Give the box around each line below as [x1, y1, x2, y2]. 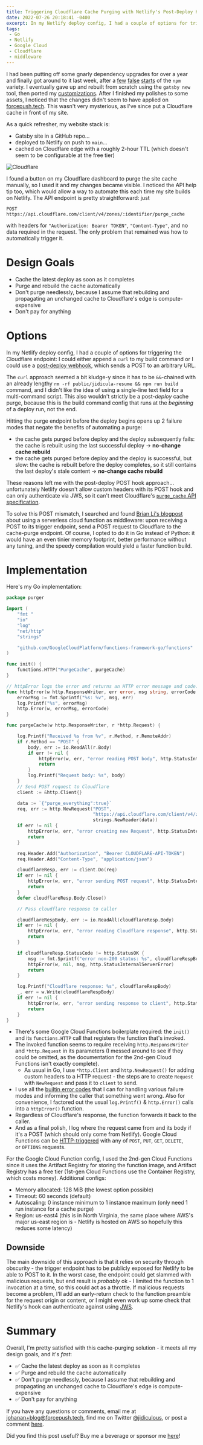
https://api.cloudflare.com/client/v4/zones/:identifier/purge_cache [6, 211, 185, 217]
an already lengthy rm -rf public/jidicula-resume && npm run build [6, 380, 179, 387]
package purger [6, 595, 45, 601]
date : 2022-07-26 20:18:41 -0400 [6, 14, 91, 21]
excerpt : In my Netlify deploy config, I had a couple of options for [6, 20, 188, 26]
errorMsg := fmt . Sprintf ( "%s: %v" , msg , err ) [17, 694, 134, 700]
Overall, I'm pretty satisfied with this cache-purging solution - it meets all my [6, 1344, 197, 1351]
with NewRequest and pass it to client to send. [24, 1079, 138, 1087]
